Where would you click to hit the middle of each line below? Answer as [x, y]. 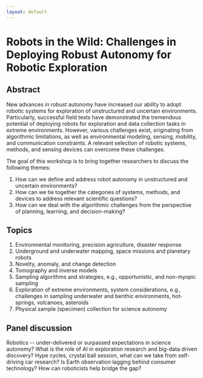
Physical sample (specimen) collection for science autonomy [91, 309]
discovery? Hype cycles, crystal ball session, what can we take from [92, 356]
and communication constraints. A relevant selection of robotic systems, [97, 143]
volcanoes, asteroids [63, 302]
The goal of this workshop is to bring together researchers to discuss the [98, 161]
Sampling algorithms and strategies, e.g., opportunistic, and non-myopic [105, 277]
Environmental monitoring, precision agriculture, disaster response [98, 245]
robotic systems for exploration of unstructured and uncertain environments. [102, 111]
